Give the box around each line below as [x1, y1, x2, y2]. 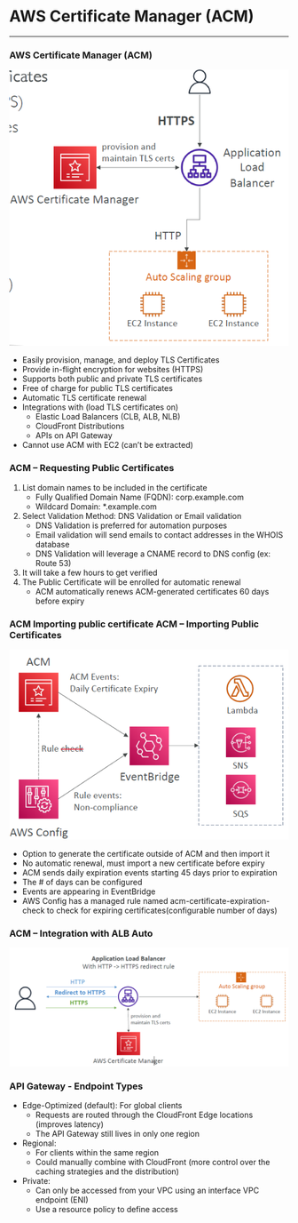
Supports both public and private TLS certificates [21, 373, 203, 384]
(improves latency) [35, 1119, 104, 1130]
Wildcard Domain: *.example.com [35, 500, 158, 512]
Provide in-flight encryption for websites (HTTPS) [21, 364, 204, 375]
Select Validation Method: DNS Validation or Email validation [21, 510, 242, 521]
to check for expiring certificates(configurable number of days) [46, 905, 278, 916]
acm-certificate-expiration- [169, 896, 271, 907]
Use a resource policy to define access [35, 1204, 179, 1215]
